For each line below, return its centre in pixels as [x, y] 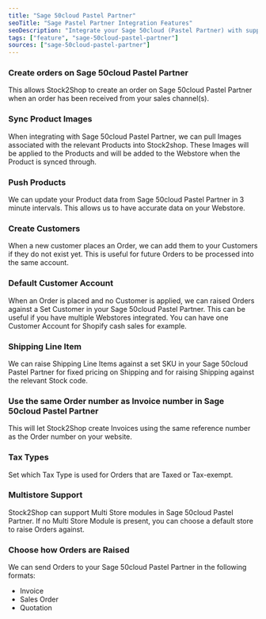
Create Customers [44, 229]
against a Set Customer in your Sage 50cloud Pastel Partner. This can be [127, 309]
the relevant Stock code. [48, 380]
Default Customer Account [61, 283]
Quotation [36, 608]
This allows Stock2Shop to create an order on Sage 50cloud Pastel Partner [130, 90]
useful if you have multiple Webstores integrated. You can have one [118, 317]
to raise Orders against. [46, 529]
